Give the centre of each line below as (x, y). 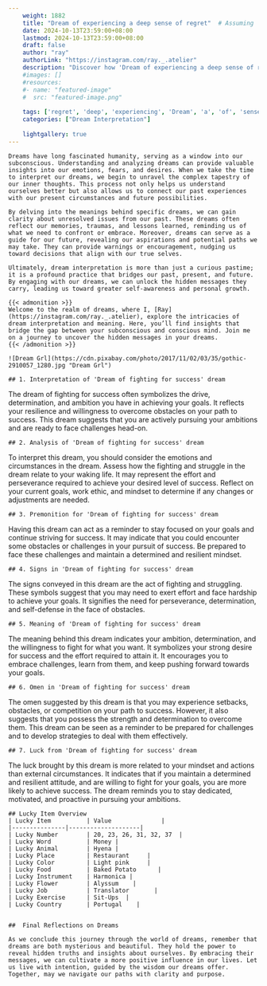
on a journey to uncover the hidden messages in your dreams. (113, 337)
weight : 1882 (44, 16)
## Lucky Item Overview (48, 814)
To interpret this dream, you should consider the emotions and (110, 457)
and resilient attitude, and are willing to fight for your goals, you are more (128, 782)
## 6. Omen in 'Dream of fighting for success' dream (99, 687)
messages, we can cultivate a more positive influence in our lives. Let (133, 960)
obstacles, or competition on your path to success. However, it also (118, 710)
